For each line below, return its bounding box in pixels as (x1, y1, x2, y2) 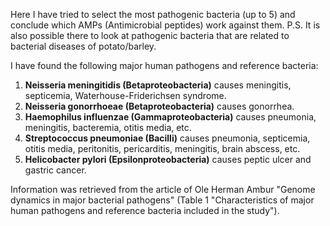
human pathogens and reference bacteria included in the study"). (10, 205, 280, 216)
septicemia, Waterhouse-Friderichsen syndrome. (24, 90, 227, 101)
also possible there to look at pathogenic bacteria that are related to (10, 30, 290, 41)
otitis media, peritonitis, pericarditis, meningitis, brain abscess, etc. (24, 143, 301, 154)
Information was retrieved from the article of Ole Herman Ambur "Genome (10, 184, 316, 195)
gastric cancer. (24, 164, 87, 176)
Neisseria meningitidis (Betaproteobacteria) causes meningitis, (24, 79, 292, 91)
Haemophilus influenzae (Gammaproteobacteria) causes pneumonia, (24, 111, 317, 123)
